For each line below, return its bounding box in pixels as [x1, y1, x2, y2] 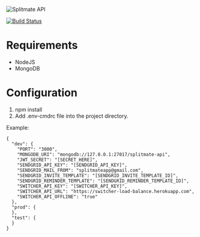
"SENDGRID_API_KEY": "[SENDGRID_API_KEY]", [17, 162, 128, 168]
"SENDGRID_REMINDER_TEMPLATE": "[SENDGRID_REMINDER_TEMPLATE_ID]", [17, 178, 189, 184]
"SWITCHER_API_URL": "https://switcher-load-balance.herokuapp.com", [17, 188, 195, 194]
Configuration [6, 86, 78, 100]
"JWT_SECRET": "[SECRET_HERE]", [17, 157, 98, 163]
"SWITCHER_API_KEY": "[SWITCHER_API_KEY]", [17, 183, 128, 189]
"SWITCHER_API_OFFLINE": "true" [17, 194, 98, 200]
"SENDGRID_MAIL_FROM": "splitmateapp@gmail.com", [17, 167, 144, 173]
